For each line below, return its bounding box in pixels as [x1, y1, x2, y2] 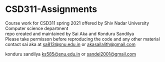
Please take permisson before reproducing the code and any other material [5, 36, 160, 42]
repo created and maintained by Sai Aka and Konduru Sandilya [5, 30, 134, 36]
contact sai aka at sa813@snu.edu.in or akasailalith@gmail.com [5, 41, 136, 47]
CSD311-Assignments [5, 3, 97, 15]
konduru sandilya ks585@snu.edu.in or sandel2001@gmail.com [5, 51, 136, 57]
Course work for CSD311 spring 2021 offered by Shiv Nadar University [5, 20, 149, 26]
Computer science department [5, 25, 68, 31]
